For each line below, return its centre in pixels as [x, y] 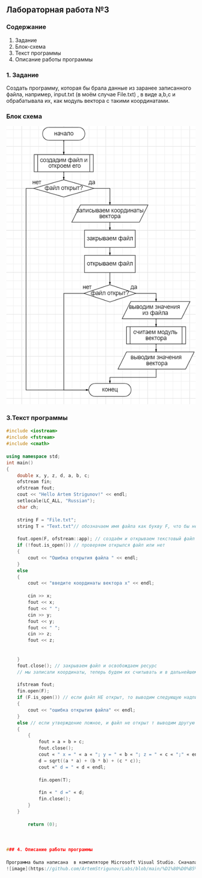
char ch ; [28, 507]
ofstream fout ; [36, 488]
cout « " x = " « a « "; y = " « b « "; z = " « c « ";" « [114, 755]
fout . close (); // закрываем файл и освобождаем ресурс [87, 666]
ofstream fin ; [35, 482]
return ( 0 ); [43, 824]
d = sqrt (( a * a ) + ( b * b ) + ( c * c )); [90, 761]
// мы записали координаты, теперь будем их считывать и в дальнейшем [107, 672]
